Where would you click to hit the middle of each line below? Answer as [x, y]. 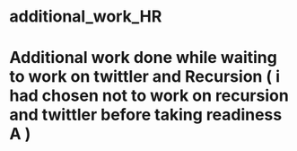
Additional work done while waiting [144, 58]
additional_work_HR [86, 17]
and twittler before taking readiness [146, 115]
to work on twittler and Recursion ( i [145, 77]
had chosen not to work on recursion [149, 96]
